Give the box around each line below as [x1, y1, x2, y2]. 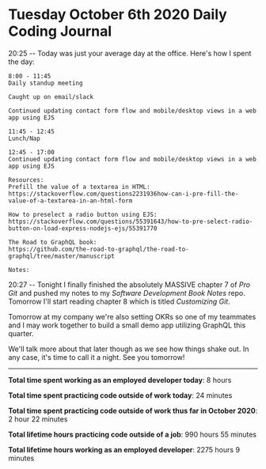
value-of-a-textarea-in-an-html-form [8, 196, 133, 205]
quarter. [8, 328, 34, 338]
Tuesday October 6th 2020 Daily [8, 6, 227, 24]
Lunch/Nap [8, 134, 41, 142]
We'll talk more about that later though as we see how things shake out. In [8, 344, 249, 354]
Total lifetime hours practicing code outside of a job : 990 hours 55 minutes [8, 429, 257, 439]
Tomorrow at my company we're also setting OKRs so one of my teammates [8, 312, 256, 321]
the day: [8, 57, 36, 66]
